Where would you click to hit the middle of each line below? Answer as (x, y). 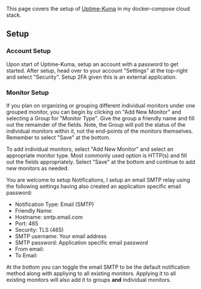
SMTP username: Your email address (61, 236)
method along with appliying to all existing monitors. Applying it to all (91, 273)
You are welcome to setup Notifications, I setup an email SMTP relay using (98, 180)
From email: (29, 249)
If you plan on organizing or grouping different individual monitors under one (101, 105)
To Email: (26, 255)
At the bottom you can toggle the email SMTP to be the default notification (98, 267)
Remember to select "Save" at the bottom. (58, 137)
